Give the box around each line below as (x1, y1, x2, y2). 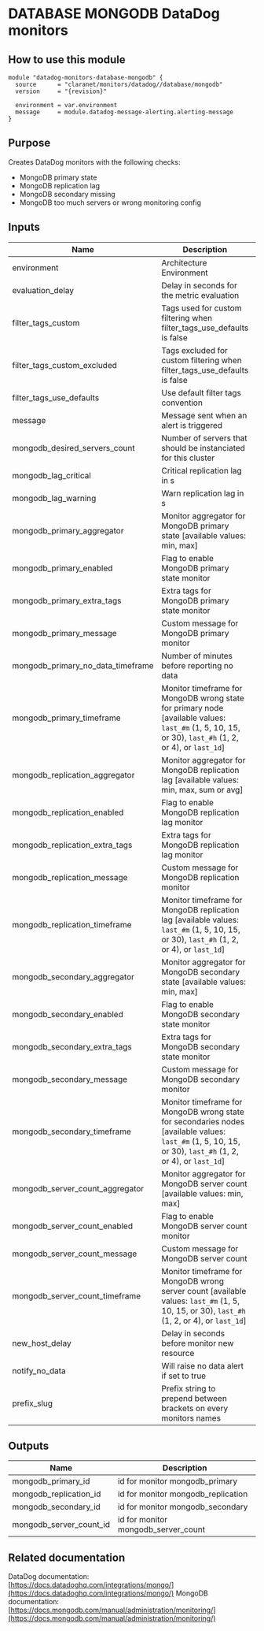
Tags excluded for (161, 344, 228, 355)
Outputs (8, 1440, 49, 1453)
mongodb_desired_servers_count (12, 442, 135, 453)
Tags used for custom (161, 303, 242, 314)
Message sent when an (161, 410, 247, 421)
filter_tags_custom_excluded (12, 359, 118, 370)
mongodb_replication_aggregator (12, 769, 135, 780)
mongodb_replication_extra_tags (12, 839, 133, 850)
